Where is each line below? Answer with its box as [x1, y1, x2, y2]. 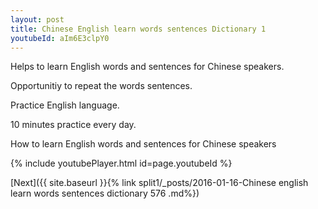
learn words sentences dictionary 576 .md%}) [10, 187, 200, 200]
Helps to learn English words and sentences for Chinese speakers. [10, 61, 285, 73]
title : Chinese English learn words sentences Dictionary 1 [10, 24, 267, 34]
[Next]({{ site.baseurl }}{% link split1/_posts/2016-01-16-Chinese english [10, 177, 309, 189]
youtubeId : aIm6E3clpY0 [10, 33, 110, 43]
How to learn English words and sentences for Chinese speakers [10, 138, 277, 150]
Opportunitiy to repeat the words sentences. [10, 80, 193, 92]
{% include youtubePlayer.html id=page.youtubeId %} [10, 157, 233, 170]
